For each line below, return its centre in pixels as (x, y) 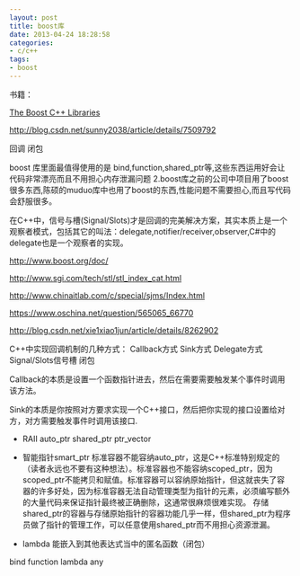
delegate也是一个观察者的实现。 (69, 243)
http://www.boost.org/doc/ (59, 261)
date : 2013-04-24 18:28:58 (60, 34)
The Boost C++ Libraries (55, 112)
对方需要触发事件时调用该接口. (81, 421)
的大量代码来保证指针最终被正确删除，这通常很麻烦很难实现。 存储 (146, 502)
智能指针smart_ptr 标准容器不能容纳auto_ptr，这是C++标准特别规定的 (151, 457)
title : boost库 (37, 26)
